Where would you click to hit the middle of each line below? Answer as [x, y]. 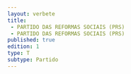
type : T [19, 54]
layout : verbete [31, 14]
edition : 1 [23, 47]
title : [17, 20]
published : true [31, 40]
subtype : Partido [33, 60]
